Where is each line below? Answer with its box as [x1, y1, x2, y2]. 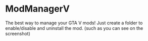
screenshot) [5, 30, 30, 36]
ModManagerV [5, 3, 70, 15]
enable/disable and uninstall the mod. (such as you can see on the [5, 25, 143, 31]
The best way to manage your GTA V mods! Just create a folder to [5, 20, 143, 26]
